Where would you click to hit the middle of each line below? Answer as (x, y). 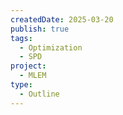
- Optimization (51, 47)
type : (21, 85)
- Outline (39, 94)
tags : (21, 38)
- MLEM (33, 76)
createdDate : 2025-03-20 (62, 19)
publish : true (40, 29)
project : (28, 66)
